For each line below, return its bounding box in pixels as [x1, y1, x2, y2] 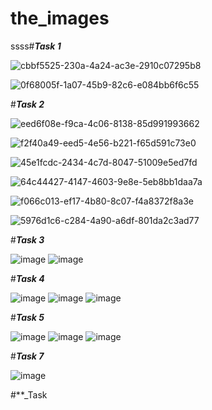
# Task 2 [10, 98, 45, 110]
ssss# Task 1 [10, 40, 62, 52]
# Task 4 [10, 272, 45, 284]
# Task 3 [10, 233, 45, 246]
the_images [10, 7, 110, 30]
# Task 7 [10, 350, 45, 362]
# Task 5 [10, 311, 45, 323]
